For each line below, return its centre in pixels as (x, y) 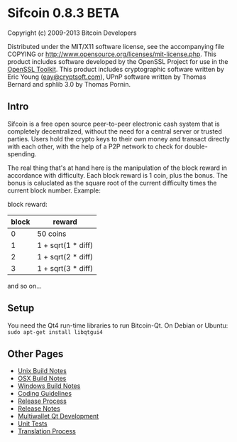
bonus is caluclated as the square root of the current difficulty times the (112, 183)
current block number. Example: (54, 190)
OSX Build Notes (42, 379)
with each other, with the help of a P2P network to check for (95, 146)
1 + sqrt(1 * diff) (65, 245)
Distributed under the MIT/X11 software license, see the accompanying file (116, 46)
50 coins (51, 234)
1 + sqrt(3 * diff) (65, 268)
